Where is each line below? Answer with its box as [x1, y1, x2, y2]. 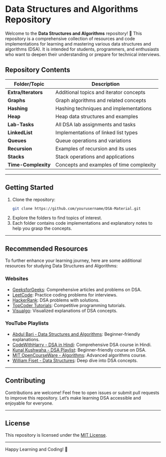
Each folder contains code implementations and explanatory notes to [12, 220, 153, 226]
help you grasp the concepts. [12, 225, 73, 231]
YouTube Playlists [5, 320, 49, 327]
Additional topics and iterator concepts [55, 89, 146, 96]
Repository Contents [5, 66, 71, 74]
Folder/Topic [14, 80, 44, 87]
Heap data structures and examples [55, 113, 138, 120]
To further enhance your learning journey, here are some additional [5, 257, 142, 263]
